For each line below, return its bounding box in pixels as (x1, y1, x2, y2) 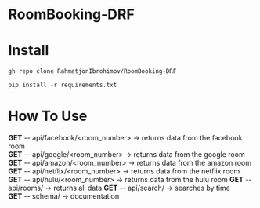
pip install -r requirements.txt (8, 81, 117, 89)
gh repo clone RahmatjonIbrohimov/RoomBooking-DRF (8, 68, 177, 75)
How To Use (8, 108, 88, 125)
